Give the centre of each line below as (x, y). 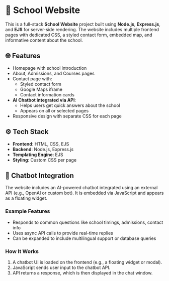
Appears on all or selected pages (54, 110)
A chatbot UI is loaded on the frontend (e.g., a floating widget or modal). (87, 262)
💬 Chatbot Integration (40, 175)
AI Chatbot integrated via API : (44, 100)
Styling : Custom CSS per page (45, 160)
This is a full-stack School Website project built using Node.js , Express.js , (83, 24)
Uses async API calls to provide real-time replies (63, 233)
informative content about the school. (44, 40)
